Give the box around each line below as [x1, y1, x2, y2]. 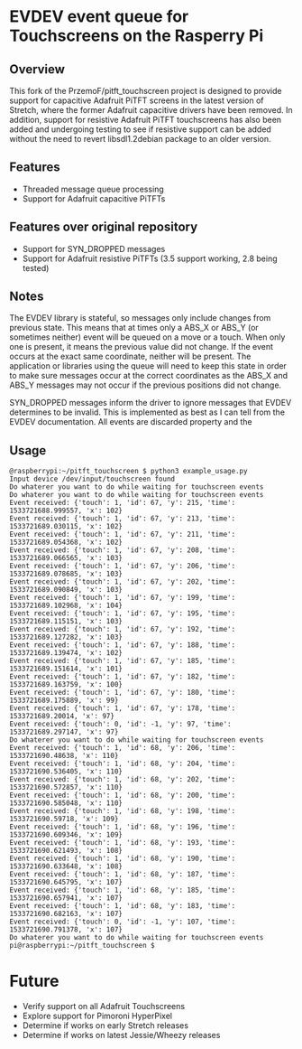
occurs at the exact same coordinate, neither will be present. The [9, 351, 252, 362]
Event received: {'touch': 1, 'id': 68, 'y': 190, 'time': [9, 854, 236, 864]
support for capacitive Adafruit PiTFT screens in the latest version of [9, 95, 264, 106]
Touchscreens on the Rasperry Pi [9, 25, 264, 46]
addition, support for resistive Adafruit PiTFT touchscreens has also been [9, 115, 282, 125]
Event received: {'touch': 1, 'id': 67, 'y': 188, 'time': [9, 641, 236, 650]
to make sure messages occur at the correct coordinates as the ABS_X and [9, 370, 288, 381]
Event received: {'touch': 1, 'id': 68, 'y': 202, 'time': [9, 775, 236, 784]
